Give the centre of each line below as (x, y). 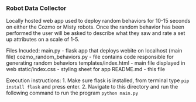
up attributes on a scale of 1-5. (43, 40)
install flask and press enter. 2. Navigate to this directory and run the (92, 87)
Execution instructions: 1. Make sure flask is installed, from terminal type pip (98, 80)
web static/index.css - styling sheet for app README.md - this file (86, 69)
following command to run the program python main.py (72, 93)
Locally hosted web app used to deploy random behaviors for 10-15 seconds (98, 21)
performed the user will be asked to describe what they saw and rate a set (96, 33)
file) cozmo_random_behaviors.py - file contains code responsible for (90, 57)
